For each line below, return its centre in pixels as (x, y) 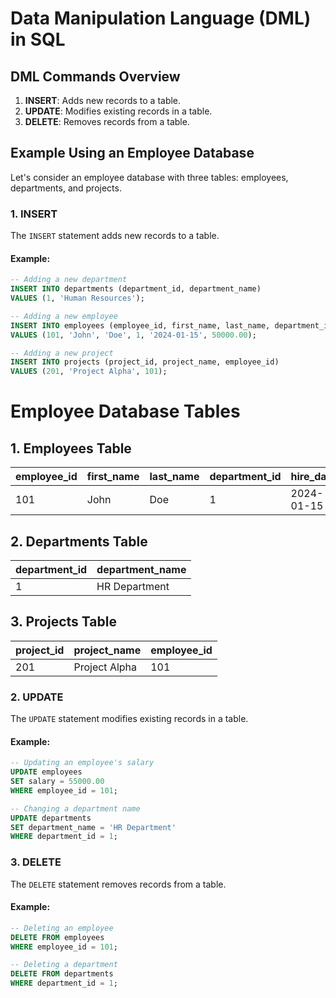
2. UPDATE (37, 697)
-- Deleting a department (64, 965)
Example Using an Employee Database (132, 153)
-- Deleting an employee (62, 928)
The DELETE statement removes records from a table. (118, 884)
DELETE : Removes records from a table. (107, 121)
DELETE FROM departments (62, 974)
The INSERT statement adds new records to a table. (115, 236)
